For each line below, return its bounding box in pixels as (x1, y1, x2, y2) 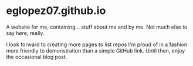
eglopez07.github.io (6, 4, 106, 18)
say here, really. (6, 29, 45, 36)
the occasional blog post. (6, 53, 67, 60)
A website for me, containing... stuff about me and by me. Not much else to (6, 23, 188, 30)
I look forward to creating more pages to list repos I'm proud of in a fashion (6, 41, 188, 48)
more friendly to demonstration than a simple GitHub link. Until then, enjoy (6, 47, 185, 54)
